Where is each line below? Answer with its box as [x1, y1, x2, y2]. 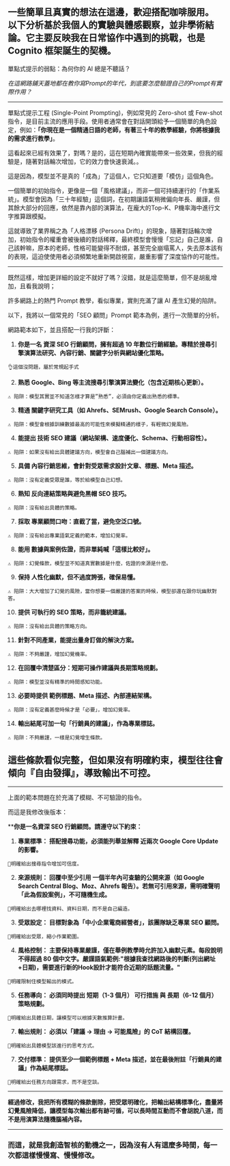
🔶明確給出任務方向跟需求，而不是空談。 [8, 1078, 103, 1085]
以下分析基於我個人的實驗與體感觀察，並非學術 [8, 19, 205, 31]
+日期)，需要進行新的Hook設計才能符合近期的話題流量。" [17, 963, 181, 971]
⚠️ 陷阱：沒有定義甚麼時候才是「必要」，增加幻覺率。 [8, 706, 134, 713]
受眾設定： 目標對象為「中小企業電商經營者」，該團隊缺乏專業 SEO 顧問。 [17, 918, 223, 926]
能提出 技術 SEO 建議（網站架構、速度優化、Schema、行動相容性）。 [17, 433, 211, 442]
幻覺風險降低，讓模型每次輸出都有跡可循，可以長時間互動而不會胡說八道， [8, 1106, 217, 1115]
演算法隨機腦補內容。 [25, 1115, 86, 1123]
